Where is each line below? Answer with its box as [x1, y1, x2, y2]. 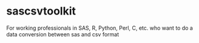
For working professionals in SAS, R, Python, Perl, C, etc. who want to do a [6, 24, 193, 31]
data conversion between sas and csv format [6, 30, 120, 38]
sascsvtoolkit [6, 4, 76, 18]
